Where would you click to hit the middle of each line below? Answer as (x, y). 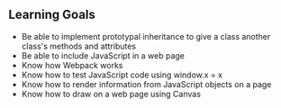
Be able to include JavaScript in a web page (103, 55)
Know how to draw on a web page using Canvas (111, 94)
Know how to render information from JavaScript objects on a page (146, 84)
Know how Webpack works (72, 65)
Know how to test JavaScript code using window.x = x (122, 75)
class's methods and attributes (79, 46)
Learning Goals (52, 15)
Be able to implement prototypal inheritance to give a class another (146, 36)
